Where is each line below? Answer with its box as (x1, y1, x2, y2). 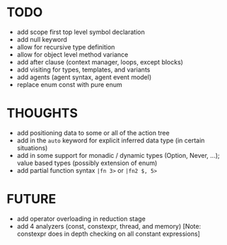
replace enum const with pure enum (16, 80, 123, 89)
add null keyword (16, 35, 68, 43)
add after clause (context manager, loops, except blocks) (16, 57, 183, 66)
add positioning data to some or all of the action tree (16, 128, 170, 137)
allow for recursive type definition (16, 42, 115, 51)
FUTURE (6, 191, 57, 207)
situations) (16, 143, 48, 152)
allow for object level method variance (16, 50, 129, 59)
